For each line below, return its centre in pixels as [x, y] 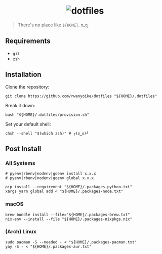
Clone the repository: [27, 87]
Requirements [28, 41]
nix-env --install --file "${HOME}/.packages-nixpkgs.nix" [69, 219]
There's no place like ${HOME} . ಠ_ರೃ [53, 25]
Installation [23, 75]
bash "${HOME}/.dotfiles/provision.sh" [47, 115]
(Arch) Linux [21, 232]
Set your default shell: [28, 124]
